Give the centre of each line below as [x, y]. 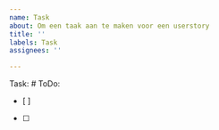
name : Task [29, 17]
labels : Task [34, 42]
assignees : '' [36, 51]
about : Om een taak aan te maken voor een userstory [109, 26]
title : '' [28, 34]
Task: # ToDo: [35, 84]
